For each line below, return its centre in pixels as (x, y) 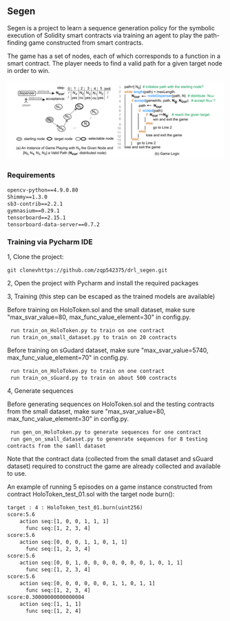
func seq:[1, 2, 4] (53, 611)
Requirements (31, 175)
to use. (17, 474)
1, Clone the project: (35, 257)
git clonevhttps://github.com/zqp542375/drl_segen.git (87, 271)
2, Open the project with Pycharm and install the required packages (103, 283)
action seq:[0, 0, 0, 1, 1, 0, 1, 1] (74, 542)
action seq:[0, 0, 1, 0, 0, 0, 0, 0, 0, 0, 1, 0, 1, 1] (102, 563)
